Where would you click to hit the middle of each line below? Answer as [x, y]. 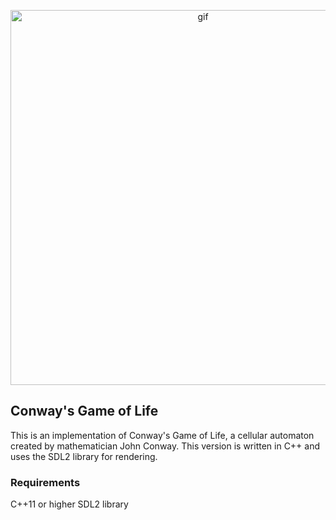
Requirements [45, 482]
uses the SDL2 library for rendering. [84, 456]
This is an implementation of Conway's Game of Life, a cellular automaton [162, 435]
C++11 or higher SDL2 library [69, 504]
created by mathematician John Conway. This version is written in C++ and [165, 446]
